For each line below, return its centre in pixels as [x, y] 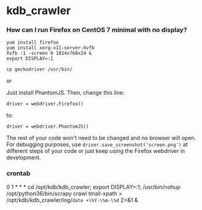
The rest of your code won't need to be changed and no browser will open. [101, 138]
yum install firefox [33, 43]
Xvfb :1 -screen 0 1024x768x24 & [49, 53]
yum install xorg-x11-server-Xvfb [51, 48]
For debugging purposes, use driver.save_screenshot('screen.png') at [97, 144]
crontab [18, 174]
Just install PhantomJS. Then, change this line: [65, 93]
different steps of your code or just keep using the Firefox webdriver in [96, 151]
